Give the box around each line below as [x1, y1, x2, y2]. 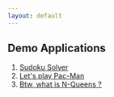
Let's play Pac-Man [19, 71, 85, 81]
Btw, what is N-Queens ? [19, 79, 103, 89]
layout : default [7, 11, 62, 20]
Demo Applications [7, 42, 107, 55]
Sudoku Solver [19, 63, 69, 72]
